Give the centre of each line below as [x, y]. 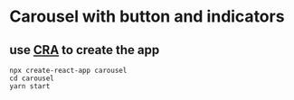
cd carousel [32, 78]
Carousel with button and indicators [147, 17]
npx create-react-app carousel [68, 70]
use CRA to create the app [85, 50]
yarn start [30, 86]
